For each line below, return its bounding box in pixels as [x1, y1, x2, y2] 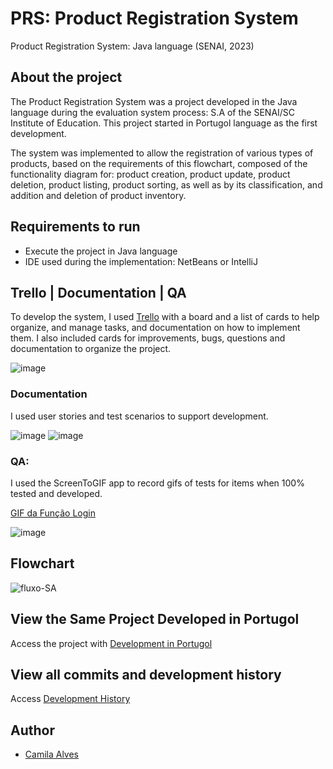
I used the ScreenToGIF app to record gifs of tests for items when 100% [10, 477, 305, 489]
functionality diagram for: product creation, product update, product [10, 168, 291, 180]
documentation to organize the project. [10, 343, 172, 355]
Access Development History [10, 693, 131, 705]
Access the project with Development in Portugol [10, 637, 213, 649]
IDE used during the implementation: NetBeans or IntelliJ [24, 255, 258, 267]
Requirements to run [10, 218, 141, 236]
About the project [10, 69, 123, 86]
